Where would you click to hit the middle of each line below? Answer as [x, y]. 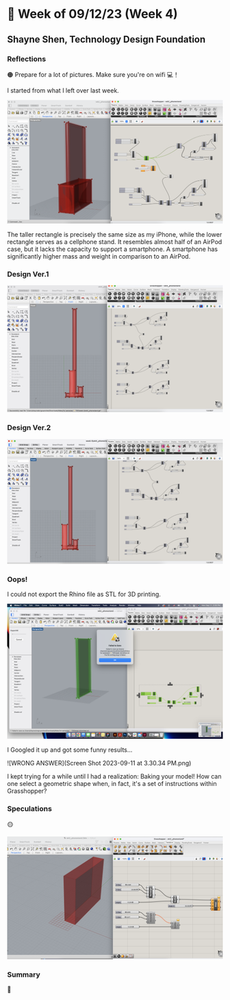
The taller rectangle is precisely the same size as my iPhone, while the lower [115, 234]
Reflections [27, 59]
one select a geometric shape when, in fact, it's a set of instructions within [112, 784]
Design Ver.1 [28, 274]
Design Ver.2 [29, 428]
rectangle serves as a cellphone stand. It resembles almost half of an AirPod [115, 241]
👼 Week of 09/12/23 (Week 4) [92, 14]
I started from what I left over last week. [63, 90]
